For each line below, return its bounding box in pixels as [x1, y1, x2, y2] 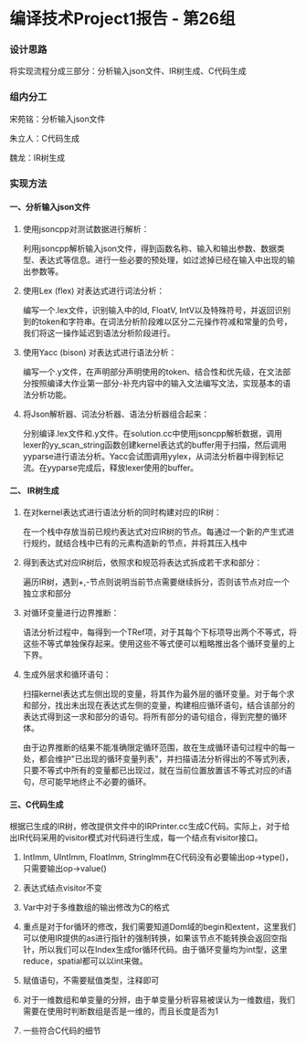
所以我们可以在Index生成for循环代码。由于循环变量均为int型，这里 [38, 944, 288, 955]
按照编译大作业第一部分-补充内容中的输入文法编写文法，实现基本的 [30, 377, 283, 388]
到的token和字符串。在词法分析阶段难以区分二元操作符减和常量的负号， [22, 316, 292, 327]
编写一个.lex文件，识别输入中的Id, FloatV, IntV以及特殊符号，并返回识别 [22, 304, 290, 315]
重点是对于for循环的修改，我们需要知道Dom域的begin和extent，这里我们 [22, 922, 297, 933]
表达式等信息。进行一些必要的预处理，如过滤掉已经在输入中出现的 [38, 254, 288, 265]
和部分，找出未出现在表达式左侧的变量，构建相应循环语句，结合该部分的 [22, 700, 295, 711]
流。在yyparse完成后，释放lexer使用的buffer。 [22, 462, 199, 473]
